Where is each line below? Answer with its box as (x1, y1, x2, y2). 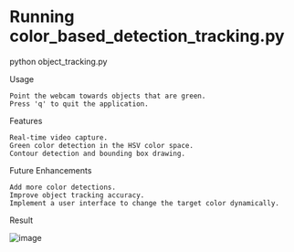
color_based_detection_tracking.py (9, 26, 285, 47)
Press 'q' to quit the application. (9, 99, 149, 109)
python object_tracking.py (9, 56, 108, 67)
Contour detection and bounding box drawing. (9, 149, 185, 158)
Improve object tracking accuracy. (9, 190, 145, 200)
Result (9, 215, 34, 226)
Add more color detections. (9, 183, 117, 192)
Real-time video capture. (9, 132, 108, 142)
